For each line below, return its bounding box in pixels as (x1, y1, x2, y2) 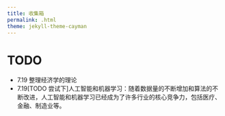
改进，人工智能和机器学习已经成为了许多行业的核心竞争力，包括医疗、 (23, 93, 221, 102)
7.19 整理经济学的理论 (16, 76, 77, 84)
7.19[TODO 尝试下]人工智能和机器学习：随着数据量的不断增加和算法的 (16, 84, 213, 93)
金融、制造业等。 (16, 102, 66, 110)
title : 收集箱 (7, 10, 44, 17)
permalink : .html (7, 16, 57, 23)
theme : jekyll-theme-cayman (7, 23, 88, 30)
